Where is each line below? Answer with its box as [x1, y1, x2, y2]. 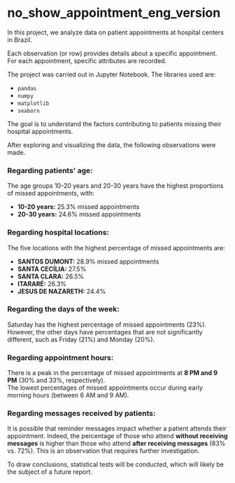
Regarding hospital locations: [7, 228, 110, 238]
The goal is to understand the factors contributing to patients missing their [7, 119, 222, 128]
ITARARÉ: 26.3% [17, 279, 67, 288]
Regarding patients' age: [7, 165, 93, 175]
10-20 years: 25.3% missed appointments [17, 203, 140, 211]
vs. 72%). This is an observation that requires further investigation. [7, 447, 200, 455]
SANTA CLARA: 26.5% [17, 272, 85, 280]
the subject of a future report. [7, 468, 93, 476]
